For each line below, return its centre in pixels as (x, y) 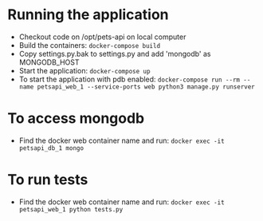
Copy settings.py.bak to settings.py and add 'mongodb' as (115, 53)
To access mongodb (76, 118)
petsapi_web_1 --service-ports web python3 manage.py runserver (146, 87)
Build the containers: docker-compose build (90, 45)
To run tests (48, 180)
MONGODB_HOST (49, 62)
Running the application (88, 15)
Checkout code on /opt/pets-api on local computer (102, 37)
